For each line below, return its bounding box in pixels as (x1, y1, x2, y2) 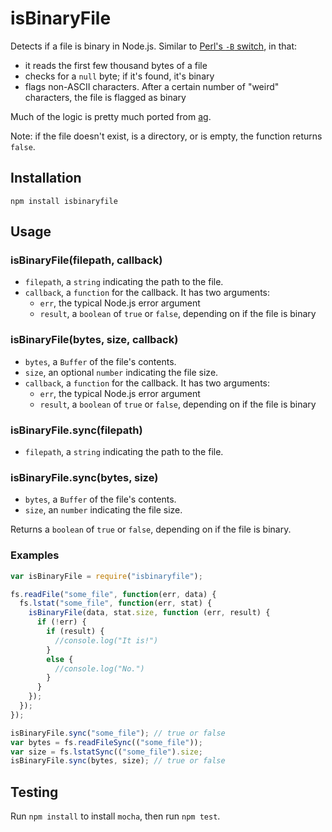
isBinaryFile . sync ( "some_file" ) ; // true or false (10, 728, 226, 738)
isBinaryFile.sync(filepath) (10, 423, 143, 437)
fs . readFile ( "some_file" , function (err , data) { (10, 589, 217, 599)
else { (46, 654, 74, 664)
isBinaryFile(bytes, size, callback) (10, 333, 179, 347)
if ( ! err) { (36, 617, 87, 627)
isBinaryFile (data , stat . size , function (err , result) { (28, 608, 271, 618)
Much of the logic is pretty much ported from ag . (10, 110, 212, 122)
